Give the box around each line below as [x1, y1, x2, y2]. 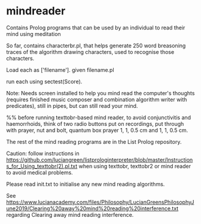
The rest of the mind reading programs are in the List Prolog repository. [6, 138, 182, 145]
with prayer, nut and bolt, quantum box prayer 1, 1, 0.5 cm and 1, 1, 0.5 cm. [6, 126, 188, 134]
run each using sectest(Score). [6, 78, 83, 85]
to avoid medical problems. [6, 169, 73, 176]
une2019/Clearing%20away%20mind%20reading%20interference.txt [6, 205, 179, 212]
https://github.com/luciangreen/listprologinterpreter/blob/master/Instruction [6, 156, 193, 163]
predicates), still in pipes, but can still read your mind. [6, 102, 138, 109]
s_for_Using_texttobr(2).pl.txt [6, 162, 78, 169]
